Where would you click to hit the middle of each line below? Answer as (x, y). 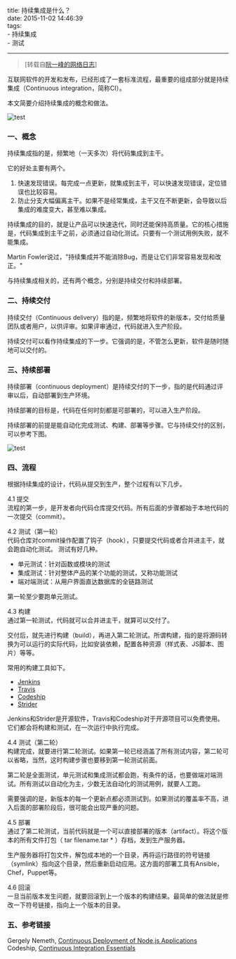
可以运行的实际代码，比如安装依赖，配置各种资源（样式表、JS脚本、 (118, 644)
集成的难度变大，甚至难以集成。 (64, 210)
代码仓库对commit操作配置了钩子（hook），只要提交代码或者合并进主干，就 (116, 541)
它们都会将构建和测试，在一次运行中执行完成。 (75, 728)
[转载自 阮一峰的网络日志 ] (61, 64)
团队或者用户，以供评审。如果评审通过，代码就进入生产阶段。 (97, 326)
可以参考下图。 (29, 434)
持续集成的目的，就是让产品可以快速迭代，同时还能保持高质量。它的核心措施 (118, 224)
